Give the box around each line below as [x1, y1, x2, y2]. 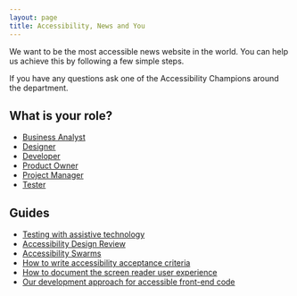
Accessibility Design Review [21, 239, 127, 249]
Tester [21, 180, 46, 190]
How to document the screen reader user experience [21, 267, 218, 278]
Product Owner [21, 160, 78, 171]
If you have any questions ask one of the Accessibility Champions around [9, 72, 279, 83]
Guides [9, 205, 51, 220]
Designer [21, 141, 56, 152]
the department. [9, 82, 69, 93]
